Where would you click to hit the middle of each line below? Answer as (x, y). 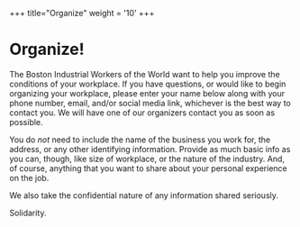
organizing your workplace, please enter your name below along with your (147, 93)
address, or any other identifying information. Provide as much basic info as (150, 149)
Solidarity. (28, 213)
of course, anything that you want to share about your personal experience (148, 168)
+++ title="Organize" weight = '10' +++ (82, 13)
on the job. (29, 177)
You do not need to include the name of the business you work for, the (140, 140)
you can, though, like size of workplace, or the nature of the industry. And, (147, 159)
